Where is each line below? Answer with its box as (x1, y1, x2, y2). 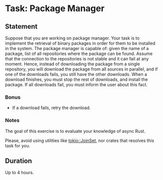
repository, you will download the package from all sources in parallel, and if (5, 66, 158, 72)
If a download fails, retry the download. (12, 105, 91, 111)
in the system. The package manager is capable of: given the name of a (5, 46, 149, 51)
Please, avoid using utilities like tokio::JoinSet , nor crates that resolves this (5, 137, 154, 144)
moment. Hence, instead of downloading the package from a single (5, 61, 140, 67)
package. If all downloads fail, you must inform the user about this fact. (5, 82, 147, 88)
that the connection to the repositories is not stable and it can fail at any (5, 56, 149, 61)
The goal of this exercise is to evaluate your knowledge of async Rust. (5, 128, 146, 134)
